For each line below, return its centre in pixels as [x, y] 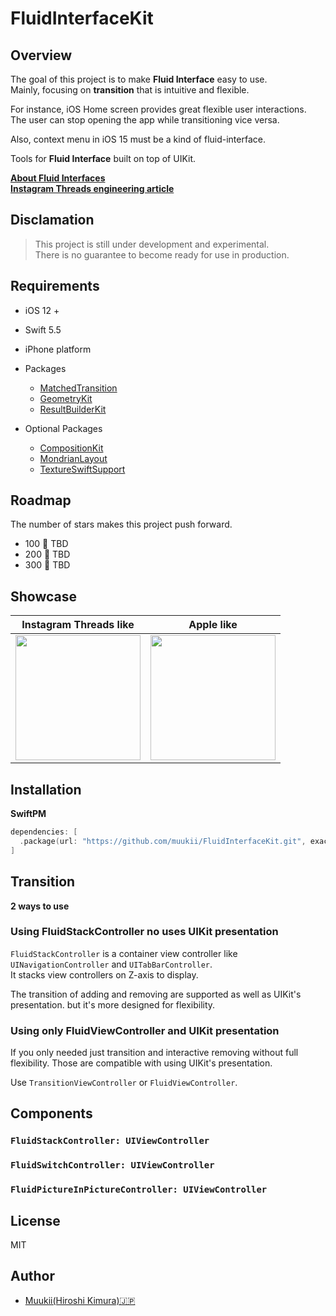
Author [32, 1276]
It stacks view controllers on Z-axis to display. [104, 974]
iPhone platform [58, 349]
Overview [41, 55]
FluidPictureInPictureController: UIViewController [139, 1190]
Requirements [55, 286]
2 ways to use [40, 906]
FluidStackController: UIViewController [110, 1141]
